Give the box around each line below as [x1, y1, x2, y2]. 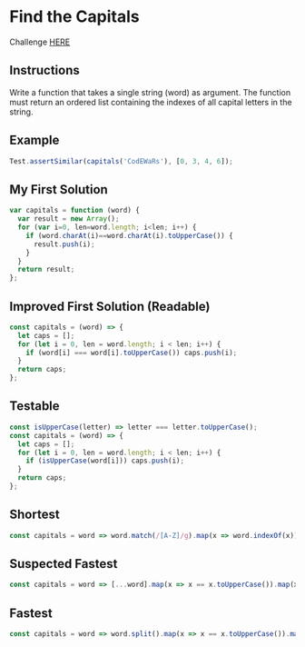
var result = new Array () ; [17, 214, 120, 224]
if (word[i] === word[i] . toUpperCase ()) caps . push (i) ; [25, 348, 238, 357]
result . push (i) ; [33, 239, 95, 249]
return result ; [17, 265, 75, 274]
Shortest [9, 507, 61, 523]
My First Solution [9, 182, 109, 197]
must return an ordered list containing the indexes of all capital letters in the [9, 96, 292, 107]
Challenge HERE [9, 36, 71, 47]
